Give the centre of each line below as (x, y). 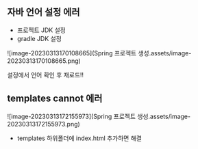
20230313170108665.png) (44, 61)
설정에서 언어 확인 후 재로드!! (46, 74)
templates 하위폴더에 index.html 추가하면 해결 (79, 138)
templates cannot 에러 (55, 99)
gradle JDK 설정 (39, 38)
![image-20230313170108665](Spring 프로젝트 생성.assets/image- (99, 53)
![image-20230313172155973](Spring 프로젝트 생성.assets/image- (99, 116)
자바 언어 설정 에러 (44, 12)
